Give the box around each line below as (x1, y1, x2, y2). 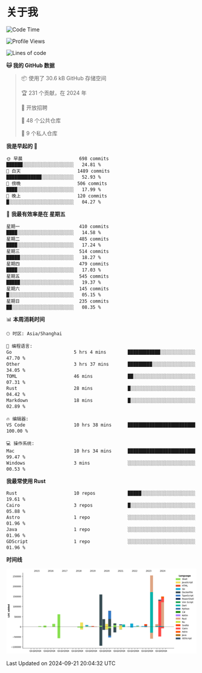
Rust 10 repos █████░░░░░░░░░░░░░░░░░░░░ (6, 490, 196, 496)
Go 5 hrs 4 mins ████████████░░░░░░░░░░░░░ (6, 349, 196, 355)
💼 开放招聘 (21, 104, 48, 111)
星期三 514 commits (6, 248, 109, 254)
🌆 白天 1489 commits (6, 168, 110, 174)
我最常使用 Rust (6, 477, 46, 485)
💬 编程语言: (6, 343, 33, 349)
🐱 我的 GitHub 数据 (6, 62, 55, 69)
